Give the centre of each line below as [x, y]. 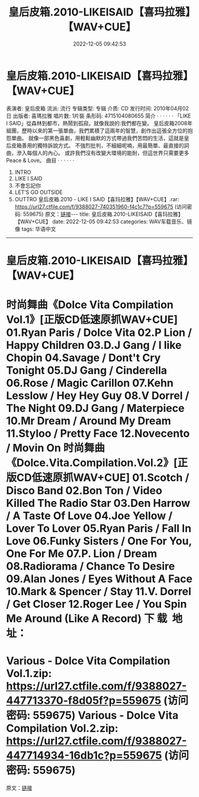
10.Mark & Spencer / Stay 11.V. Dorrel [99, 592]
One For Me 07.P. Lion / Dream [82, 554]
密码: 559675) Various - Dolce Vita [92, 715]
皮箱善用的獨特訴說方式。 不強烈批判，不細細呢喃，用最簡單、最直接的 [97, 145]
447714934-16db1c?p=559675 [84, 756]
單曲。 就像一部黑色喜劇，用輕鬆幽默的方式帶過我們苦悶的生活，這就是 [97, 138]
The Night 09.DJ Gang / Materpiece [95, 409]
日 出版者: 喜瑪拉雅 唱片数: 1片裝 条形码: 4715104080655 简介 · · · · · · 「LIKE [99, 116]
